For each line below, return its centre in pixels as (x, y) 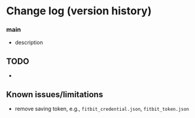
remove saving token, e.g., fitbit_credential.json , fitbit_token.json (102, 109)
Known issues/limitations (55, 94)
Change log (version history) (79, 11)
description (29, 42)
